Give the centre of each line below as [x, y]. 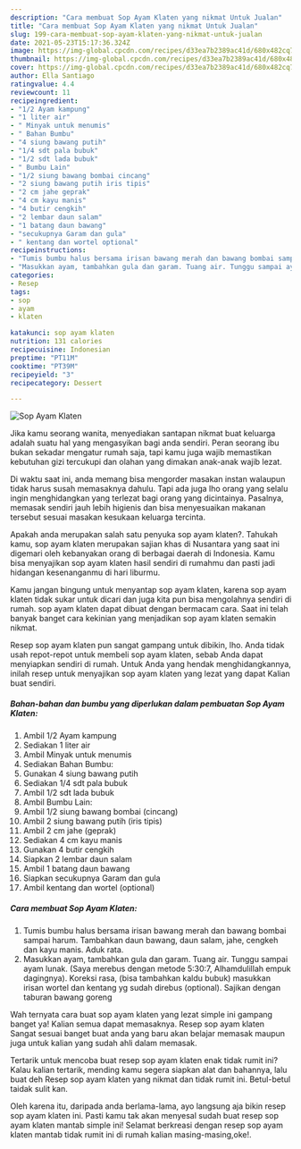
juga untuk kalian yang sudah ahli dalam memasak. [104, 1043]
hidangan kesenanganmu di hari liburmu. [85, 572]
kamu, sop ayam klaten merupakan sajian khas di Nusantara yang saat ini [145, 544]
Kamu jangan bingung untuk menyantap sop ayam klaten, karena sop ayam [148, 590]
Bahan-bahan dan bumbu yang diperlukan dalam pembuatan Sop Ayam [147, 704]
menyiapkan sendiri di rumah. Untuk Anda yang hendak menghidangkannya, [150, 664]
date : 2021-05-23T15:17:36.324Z [70, 42]
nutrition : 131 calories [56, 342]
